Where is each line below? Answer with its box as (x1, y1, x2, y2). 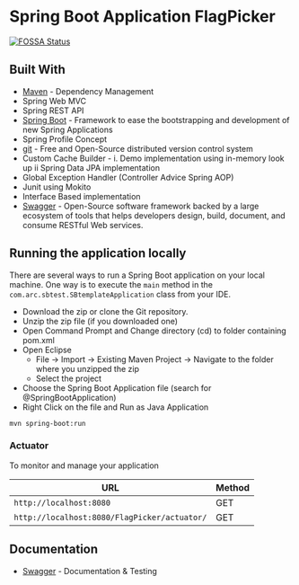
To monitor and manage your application (9, 460, 160, 471)
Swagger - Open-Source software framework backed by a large (22, 200, 259, 211)
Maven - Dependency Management (22, 85, 154, 96)
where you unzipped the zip (35, 363, 139, 374)
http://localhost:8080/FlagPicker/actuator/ (13, 512, 207, 522)
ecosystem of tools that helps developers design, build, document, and (22, 209, 286, 221)
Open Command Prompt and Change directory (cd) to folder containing (22, 325, 287, 336)
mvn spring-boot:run (9, 419, 87, 428)
